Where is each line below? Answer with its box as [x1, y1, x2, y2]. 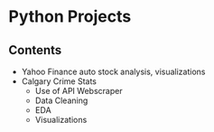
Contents [8, 42, 62, 58]
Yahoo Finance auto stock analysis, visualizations [21, 66, 206, 77]
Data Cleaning [34, 95, 88, 106]
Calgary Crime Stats [21, 76, 97, 87]
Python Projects [8, 6, 132, 27]
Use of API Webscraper [34, 86, 123, 96]
